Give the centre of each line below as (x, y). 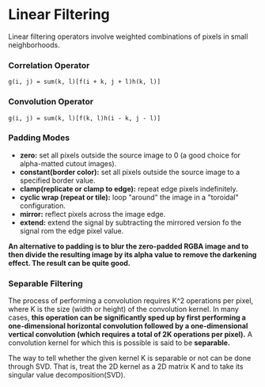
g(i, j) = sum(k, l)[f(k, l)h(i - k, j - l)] (84, 118)
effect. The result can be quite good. (69, 263)
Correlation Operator (49, 65)
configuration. (42, 205)
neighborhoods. (34, 44)
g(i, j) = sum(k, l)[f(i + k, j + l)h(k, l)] (84, 82)
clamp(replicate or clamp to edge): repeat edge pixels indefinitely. (129, 188)
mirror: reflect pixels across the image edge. (93, 214)
